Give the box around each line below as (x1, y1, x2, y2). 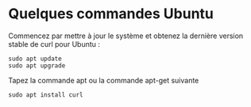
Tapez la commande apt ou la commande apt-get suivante (8, 75, 199, 85)
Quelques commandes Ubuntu (8, 5, 214, 23)
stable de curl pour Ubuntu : (8, 39, 101, 48)
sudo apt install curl (8, 90, 83, 99)
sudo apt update (8, 55, 62, 63)
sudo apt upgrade (8, 61, 66, 70)
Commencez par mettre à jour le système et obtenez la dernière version (8, 31, 244, 40)
